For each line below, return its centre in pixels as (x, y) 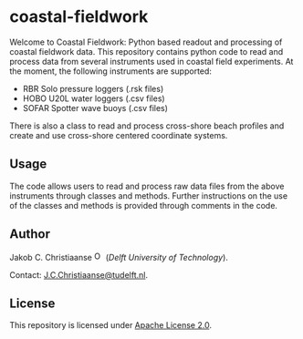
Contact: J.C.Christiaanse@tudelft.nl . (79, 274)
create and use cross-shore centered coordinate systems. (119, 135)
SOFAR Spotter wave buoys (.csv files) (95, 108)
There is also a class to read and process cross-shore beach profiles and (147, 126)
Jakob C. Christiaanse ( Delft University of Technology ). (119, 257)
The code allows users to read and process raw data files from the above (147, 186)
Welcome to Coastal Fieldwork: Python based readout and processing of (146, 42)
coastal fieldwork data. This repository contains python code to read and (146, 51)
